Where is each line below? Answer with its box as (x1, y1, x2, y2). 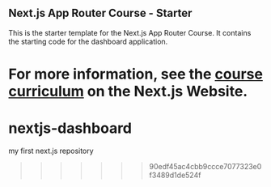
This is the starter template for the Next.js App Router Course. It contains (8, 28, 252, 37)
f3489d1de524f (149, 170, 201, 180)
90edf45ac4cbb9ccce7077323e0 (149, 161, 262, 171)
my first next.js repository (8, 146, 95, 155)
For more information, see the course (8, 65, 263, 83)
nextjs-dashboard (8, 119, 132, 138)
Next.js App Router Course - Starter (8, 6, 193, 20)
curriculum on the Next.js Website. (8, 83, 248, 100)
